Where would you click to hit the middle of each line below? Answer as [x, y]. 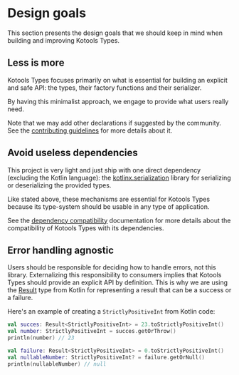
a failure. [20, 298]
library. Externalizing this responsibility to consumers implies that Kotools [115, 275]
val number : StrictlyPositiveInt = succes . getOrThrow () [92, 332]
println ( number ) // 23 [41, 338]
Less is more [36, 63]
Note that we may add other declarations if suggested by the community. [115, 123]
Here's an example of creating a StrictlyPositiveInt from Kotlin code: [111, 312]
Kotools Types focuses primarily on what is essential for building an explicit [117, 80]
